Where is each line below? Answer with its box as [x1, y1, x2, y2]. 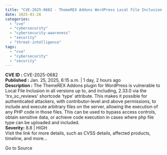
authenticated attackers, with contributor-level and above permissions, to [5, 98, 156, 105]
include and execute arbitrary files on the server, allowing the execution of [5, 104, 158, 110]
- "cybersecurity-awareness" [9, 30, 70, 35]
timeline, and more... [5, 136, 47, 142]
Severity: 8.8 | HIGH [5, 125, 47, 131]
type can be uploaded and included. [5, 120, 80, 126]
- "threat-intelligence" [9, 40, 61, 45]
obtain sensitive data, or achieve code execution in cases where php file [5, 114, 154, 120]
